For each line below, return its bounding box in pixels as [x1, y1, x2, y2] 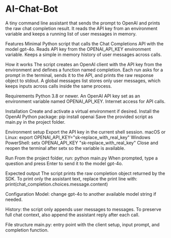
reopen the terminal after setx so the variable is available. [5, 145, 126, 151]
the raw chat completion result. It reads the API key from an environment [5, 25, 158, 31]
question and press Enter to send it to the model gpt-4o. [5, 160, 123, 166]
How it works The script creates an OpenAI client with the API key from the [5, 61, 162, 67]
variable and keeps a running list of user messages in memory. [5, 31, 137, 37]
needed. [5, 196, 23, 202]
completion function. [5, 227, 49, 233]
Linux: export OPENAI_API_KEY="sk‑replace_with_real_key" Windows [5, 134, 151, 140]
